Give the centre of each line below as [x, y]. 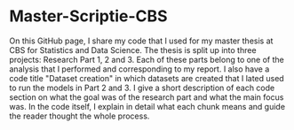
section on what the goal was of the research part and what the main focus [147, 97]
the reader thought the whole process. [79, 116]
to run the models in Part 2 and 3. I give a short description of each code [142, 88]
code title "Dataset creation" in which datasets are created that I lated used [147, 78]
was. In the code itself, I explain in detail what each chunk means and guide [147, 106]
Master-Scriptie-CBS [88, 16]
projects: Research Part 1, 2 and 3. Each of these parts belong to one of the [147, 59]
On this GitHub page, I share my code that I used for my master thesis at [141, 41]
